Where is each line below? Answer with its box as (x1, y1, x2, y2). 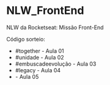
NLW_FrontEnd (6, 4, 84, 18)
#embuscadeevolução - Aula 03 (15, 60, 97, 67)
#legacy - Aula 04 (15, 66, 61, 73)
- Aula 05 (15, 73, 39, 80)
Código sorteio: (6, 35, 46, 42)
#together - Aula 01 (15, 47, 64, 55)
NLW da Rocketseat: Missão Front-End (6, 24, 104, 31)
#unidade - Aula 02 (15, 53, 64, 61)
